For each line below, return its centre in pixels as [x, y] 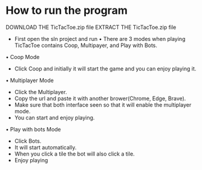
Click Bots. [28, 141]
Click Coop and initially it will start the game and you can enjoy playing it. [105, 68]
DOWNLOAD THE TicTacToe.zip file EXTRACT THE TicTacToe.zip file [91, 27]
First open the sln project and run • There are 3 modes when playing [100, 39]
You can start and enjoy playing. [54, 118]
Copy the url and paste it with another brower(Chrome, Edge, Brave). [100, 98]
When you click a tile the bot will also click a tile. [74, 154]
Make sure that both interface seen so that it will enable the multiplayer [103, 105]
